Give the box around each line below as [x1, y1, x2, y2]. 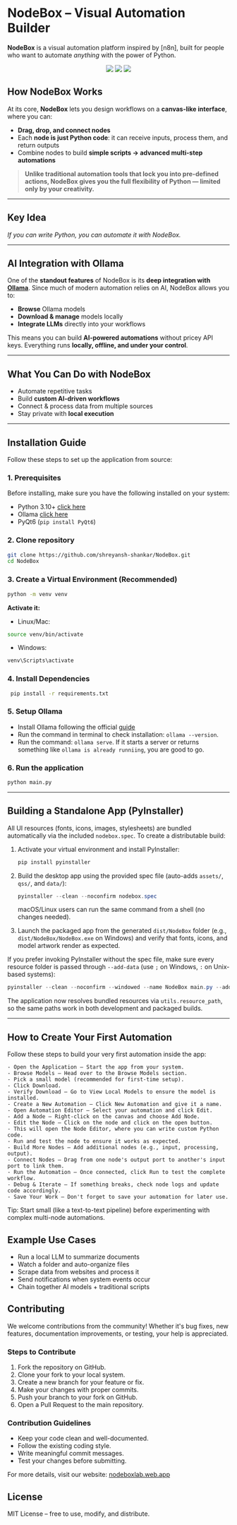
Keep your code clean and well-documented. [17, 1434, 150, 1442]
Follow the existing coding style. [17, 1442, 111, 1450]
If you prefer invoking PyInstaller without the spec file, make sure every [7, 955, 214, 963]
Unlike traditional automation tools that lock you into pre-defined [24, 170, 219, 178]
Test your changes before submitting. [17, 1456, 127, 1465]
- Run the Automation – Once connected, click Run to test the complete [7, 1169, 226, 1176]
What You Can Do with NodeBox [7, 368, 151, 380]
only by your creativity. [24, 184, 95, 193]
